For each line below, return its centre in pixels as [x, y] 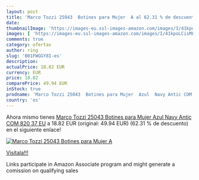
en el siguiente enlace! [33, 130]
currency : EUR [24, 72]
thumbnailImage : [26, 28]
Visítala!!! [17, 153]
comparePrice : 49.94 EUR [37, 84]
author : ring [22, 50]
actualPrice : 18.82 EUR [36, 67]
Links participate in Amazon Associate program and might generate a [91, 164]
